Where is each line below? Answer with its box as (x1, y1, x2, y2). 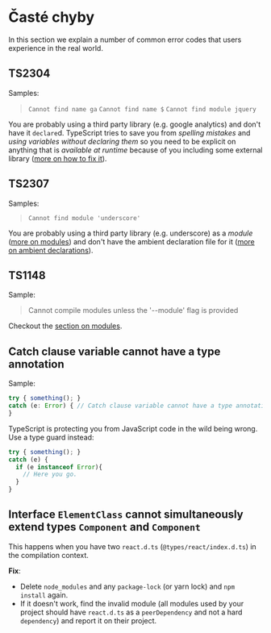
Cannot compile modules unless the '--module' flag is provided (27, 306, 239, 315)
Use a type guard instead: (8, 432, 94, 442)
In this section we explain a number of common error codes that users (8, 35, 242, 44)
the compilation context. (8, 550, 89, 560)
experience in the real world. (8, 43, 103, 52)
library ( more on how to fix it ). (8, 153, 107, 163)
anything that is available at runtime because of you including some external (8, 145, 263, 155)
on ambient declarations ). (8, 245, 94, 255)
